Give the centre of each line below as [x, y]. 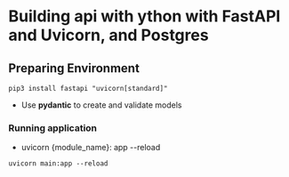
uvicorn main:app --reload [58, 164]
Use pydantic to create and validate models [101, 105]
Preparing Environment [74, 68]
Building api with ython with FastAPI [144, 16]
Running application [53, 128]
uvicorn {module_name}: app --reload [91, 148]
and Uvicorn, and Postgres [109, 35]
